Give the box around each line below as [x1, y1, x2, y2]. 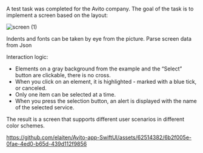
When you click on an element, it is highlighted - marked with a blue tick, [15, 78, 197, 85]
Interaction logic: [6, 53, 48, 60]
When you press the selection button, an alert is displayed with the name [15, 97, 197, 104]
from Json [6, 42, 32, 49]
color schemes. [6, 122, 45, 129]
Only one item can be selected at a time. [15, 91, 116, 98]
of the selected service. [15, 104, 75, 111]
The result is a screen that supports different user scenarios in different [6, 115, 185, 123]
